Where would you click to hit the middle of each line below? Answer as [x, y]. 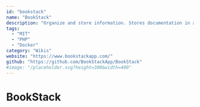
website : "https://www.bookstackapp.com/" [60, 56]
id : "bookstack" [26, 12]
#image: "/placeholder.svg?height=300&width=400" [69, 67]
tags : [13, 28]
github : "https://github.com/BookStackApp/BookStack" [74, 62]
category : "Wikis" [29, 51]
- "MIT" [21, 34]
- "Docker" [25, 45]
